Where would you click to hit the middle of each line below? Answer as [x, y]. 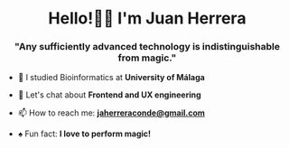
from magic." [147, 58]
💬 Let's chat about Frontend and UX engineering [109, 95]
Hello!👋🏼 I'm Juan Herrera [147, 18]
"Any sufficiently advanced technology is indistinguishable [147, 47]
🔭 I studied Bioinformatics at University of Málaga [111, 78]
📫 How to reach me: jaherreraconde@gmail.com [112, 113]
